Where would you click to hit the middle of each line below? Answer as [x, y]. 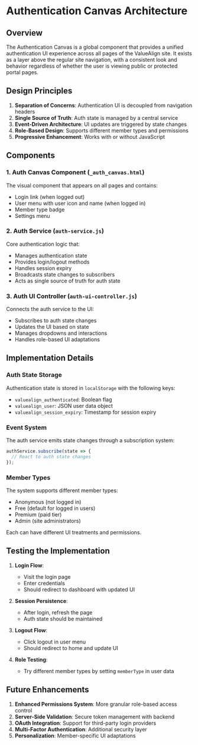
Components [30, 156]
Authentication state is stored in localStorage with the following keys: [91, 388]
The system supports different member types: [62, 490]
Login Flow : [29, 565]
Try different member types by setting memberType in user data [99, 671]
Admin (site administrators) [48, 521]
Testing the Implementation [58, 551]
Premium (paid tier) [38, 514]
